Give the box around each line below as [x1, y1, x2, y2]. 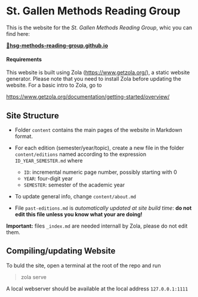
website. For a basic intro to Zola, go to [6, 82, 103, 89]
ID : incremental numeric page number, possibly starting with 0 [23, 169, 177, 176]
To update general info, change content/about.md [14, 192, 136, 200]
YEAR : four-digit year [23, 174, 73, 182]
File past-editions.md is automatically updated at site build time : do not [14, 204, 192, 212]
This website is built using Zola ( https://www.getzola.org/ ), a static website [6, 69, 190, 76]
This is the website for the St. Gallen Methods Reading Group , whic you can [6, 24, 193, 31]
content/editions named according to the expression [14, 151, 147, 158]
